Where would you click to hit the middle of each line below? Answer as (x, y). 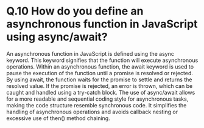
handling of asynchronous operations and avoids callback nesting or (92, 112)
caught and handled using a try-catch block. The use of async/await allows (101, 92)
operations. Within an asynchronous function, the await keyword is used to (100, 66)
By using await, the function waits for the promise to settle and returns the (99, 79)
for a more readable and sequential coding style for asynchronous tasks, (97, 99)
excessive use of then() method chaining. (58, 118)
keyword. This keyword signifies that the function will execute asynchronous (102, 60)
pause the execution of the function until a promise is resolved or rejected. (100, 73)
